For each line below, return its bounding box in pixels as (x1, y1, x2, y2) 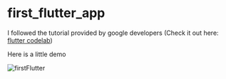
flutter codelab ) (7, 36, 53, 44)
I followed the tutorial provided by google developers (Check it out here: (7, 28, 219, 37)
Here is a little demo (7, 50, 66, 58)
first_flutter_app (7, 5, 106, 21)
